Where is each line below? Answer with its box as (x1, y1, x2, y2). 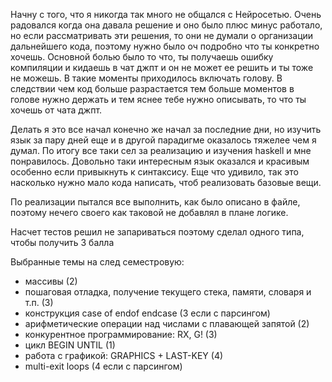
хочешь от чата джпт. (10, 104, 103, 116)
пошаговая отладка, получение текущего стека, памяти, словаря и (24, 286, 312, 298)
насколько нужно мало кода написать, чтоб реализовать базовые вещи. (10, 177, 322, 188)
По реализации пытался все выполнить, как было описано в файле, (10, 196, 301, 208)
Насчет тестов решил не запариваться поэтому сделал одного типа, (10, 226, 305, 238)
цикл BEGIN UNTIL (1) (24, 339, 116, 351)
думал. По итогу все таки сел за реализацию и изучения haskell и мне (10, 145, 312, 156)
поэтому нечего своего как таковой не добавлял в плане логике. (10, 207, 289, 218)
